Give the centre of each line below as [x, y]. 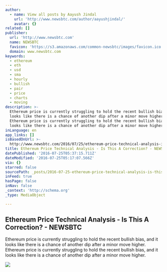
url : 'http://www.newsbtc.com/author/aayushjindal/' [70, 19]
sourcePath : [17, 172]
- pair [16, 88]
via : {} [13, 162]
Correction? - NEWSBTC [43, 227]
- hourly [19, 79]
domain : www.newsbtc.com [35, 51]
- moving [19, 103]
